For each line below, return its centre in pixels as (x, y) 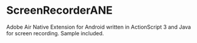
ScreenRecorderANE (60, 10)
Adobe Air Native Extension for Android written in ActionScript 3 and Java (99, 27)
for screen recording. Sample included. (55, 33)
